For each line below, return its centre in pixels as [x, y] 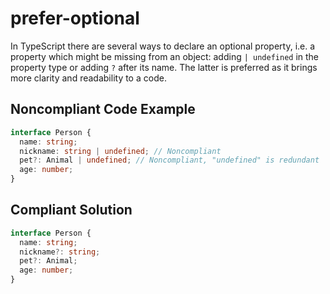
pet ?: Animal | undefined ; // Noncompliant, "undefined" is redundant [169, 160]
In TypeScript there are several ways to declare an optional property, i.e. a [163, 46]
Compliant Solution [71, 210]
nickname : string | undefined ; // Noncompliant [120, 151]
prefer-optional [75, 18]
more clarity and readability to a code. [88, 78]
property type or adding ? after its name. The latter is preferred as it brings [164, 67]
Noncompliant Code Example [103, 109]
